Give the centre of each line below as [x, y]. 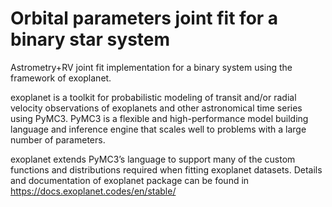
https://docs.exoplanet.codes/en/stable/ [93, 191]
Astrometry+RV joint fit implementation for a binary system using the [151, 67]
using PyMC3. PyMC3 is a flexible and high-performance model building [159, 118]
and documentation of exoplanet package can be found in [130, 180]
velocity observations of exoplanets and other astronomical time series [156, 108]
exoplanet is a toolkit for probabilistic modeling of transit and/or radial [153, 97]
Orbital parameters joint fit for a [144, 18]
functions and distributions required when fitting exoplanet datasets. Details [166, 169]
